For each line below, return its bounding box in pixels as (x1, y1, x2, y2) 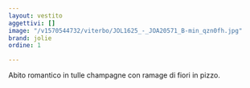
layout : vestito (8, 11, 63, 20)
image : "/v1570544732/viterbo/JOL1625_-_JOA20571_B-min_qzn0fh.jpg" (8, 26, 243, 34)
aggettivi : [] (8, 19, 56, 27)
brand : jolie (8, 34, 52, 42)
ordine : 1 (8, 42, 42, 50)
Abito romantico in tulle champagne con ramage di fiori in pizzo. (8, 70, 221, 80)
